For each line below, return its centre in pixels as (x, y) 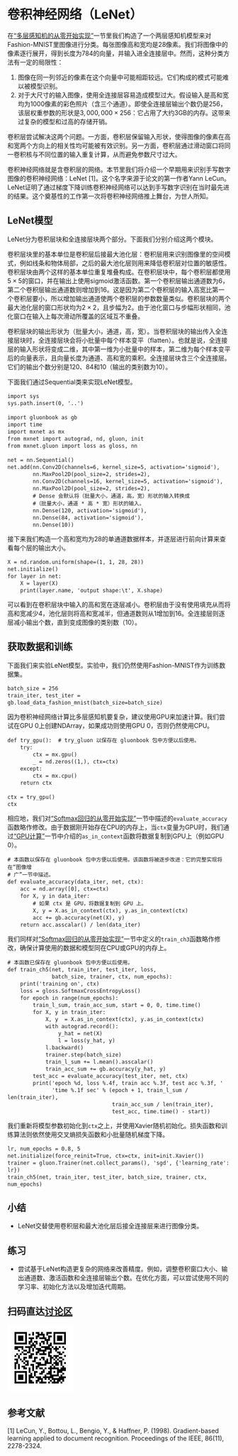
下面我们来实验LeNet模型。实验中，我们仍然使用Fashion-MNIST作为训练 (113, 665)
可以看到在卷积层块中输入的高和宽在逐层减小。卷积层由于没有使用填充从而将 (119, 605)
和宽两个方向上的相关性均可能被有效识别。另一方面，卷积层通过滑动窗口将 (116, 145)
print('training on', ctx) (60, 983)
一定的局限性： (41, 62)
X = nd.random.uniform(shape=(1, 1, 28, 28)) (75, 562)
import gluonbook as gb (42, 417)
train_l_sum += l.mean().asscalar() (99, 1061)
